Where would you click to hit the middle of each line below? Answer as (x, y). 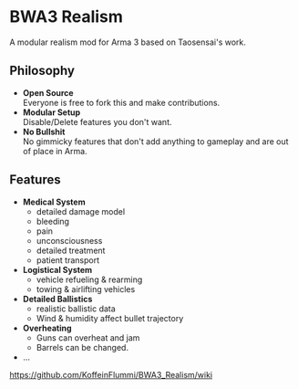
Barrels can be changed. (82, 347)
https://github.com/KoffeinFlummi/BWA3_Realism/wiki (111, 374)
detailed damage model (81, 211)
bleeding (53, 221)
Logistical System (57, 269)
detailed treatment (71, 250)
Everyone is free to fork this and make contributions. (121, 102)
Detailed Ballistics (57, 299)
